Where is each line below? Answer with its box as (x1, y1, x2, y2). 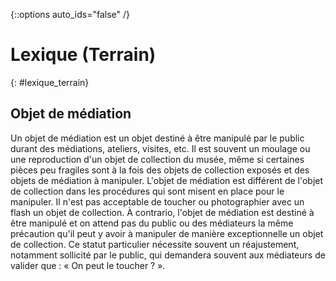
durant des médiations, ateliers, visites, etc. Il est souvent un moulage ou (10, 142, 311, 154)
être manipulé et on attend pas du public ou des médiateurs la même (10, 217, 294, 229)
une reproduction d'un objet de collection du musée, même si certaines (10, 153, 305, 165)
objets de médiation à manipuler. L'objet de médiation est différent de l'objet (10, 174, 324, 186)
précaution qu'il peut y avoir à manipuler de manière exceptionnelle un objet (10, 227, 324, 239)
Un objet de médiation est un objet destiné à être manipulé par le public (10, 132, 305, 144)
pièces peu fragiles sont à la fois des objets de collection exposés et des (10, 164, 310, 176)
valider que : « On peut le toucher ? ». (10, 259, 166, 271)
